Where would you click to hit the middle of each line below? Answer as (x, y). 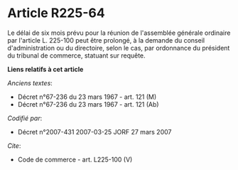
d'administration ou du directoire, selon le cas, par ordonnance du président (119, 48)
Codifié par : (25, 118)
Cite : (14, 145)
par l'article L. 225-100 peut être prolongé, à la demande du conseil (106, 40)
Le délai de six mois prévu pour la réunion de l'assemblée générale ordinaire (119, 33)
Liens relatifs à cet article (45, 69)
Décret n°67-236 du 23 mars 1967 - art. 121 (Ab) (88, 104)
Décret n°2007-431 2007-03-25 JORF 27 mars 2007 (94, 132)
